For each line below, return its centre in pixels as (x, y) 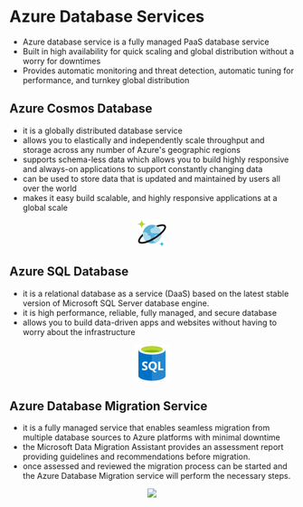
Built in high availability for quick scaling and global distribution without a (158, 51)
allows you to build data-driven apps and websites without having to (150, 322)
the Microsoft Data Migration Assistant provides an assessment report (153, 447)
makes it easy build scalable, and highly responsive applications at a (150, 197)
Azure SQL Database (69, 272)
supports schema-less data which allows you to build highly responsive (156, 159)
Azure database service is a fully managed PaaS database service (146, 42)
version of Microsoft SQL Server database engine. (116, 303)
